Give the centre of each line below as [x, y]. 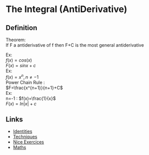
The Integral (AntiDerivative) [66, 9]
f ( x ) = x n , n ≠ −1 [22, 76]
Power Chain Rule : [25, 82]
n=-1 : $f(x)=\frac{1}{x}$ [31, 98]
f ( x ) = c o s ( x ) [19, 60]
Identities [23, 131]
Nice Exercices [28, 142]
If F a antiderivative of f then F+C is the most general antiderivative [75, 45]
